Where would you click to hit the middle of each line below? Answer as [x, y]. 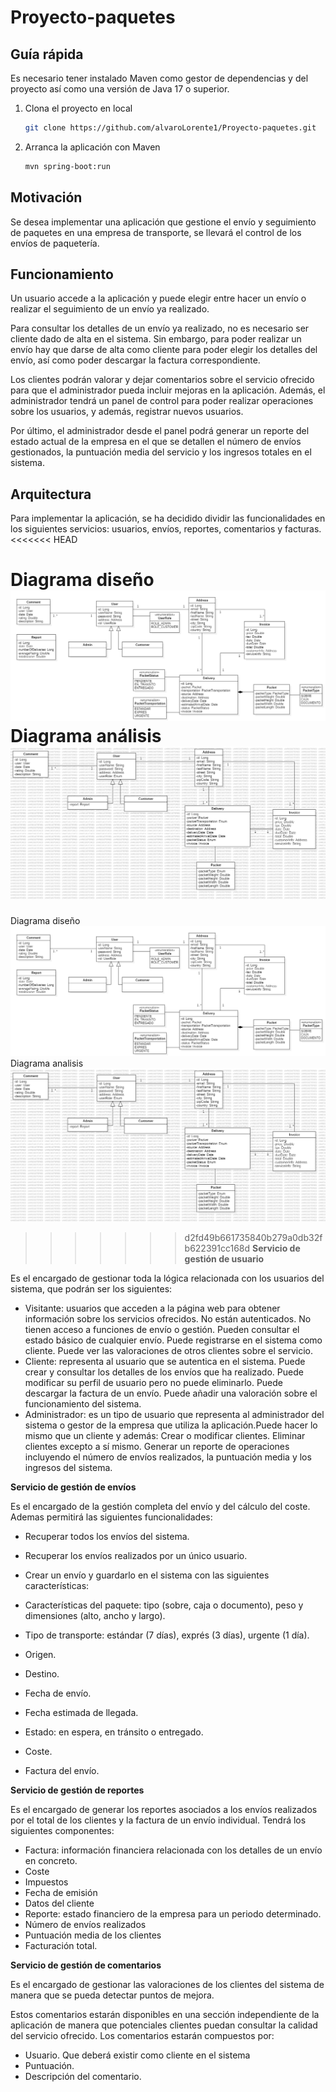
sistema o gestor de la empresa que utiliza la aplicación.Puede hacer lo [171, 1425]
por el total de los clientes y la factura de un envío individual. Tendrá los [158, 1820]
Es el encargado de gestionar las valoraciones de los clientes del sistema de [167, 1984]
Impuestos [46, 1882]
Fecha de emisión [61, 1892]
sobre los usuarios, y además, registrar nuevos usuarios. [127, 412]
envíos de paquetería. [55, 243]
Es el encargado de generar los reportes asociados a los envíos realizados [164, 1809]
